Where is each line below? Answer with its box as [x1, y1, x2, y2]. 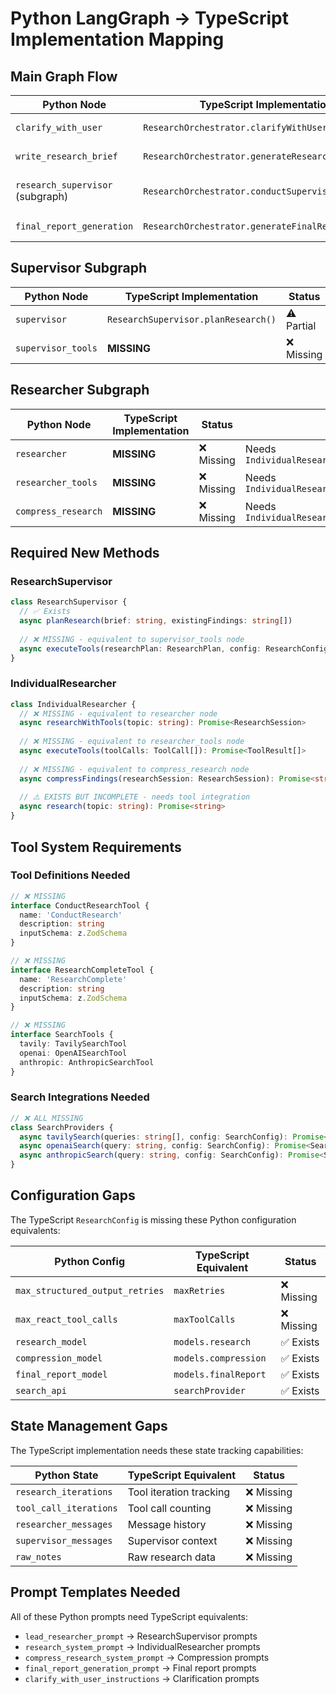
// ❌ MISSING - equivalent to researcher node [19, 708, 218, 719]
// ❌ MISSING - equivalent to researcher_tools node [19, 737, 245, 747]
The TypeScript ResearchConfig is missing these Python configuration [10, 1213, 297, 1226]
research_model [15, 1336, 88, 1347]
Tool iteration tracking [127, 1485, 231, 1499]
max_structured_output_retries [15, 1285, 165, 1296]
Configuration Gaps [10, 1187, 136, 1204]
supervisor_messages [15, 1535, 113, 1546]
